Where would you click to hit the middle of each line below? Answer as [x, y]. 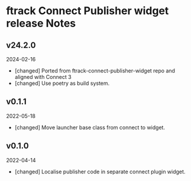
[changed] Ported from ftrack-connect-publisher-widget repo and [95, 71]
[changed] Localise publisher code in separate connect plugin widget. [100, 172]
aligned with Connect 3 [43, 77]
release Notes [41, 23]
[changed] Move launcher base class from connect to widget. [90, 127]
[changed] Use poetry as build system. [62, 83]
